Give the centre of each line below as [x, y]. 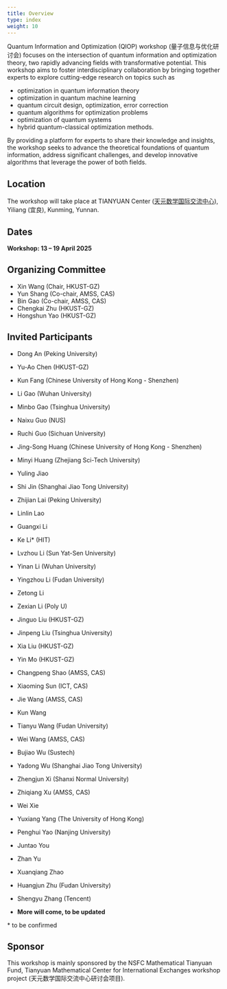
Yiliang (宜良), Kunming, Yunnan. [53, 210]
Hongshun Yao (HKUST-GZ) [57, 315]
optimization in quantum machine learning [76, 98]
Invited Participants [50, 337]
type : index [24, 20]
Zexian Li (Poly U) [42, 606]
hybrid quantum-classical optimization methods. [85, 127]
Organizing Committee [57, 270]
